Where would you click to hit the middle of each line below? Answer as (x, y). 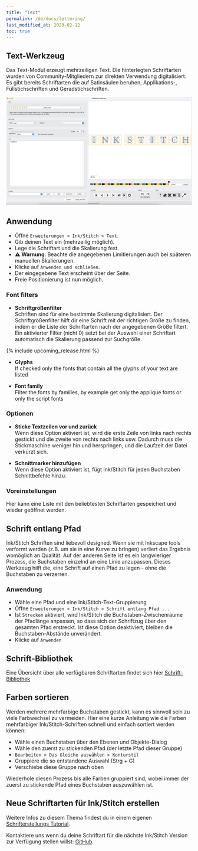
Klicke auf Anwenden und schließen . (57, 267)
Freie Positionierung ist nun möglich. (59, 280)
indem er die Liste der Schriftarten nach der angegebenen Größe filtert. (101, 326)
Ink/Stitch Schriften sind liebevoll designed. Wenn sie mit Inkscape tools (93, 542)
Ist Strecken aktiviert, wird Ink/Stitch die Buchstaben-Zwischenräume (99, 615)
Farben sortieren (37, 697)
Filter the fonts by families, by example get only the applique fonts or (98, 392)
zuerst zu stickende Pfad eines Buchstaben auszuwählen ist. (80, 784)
